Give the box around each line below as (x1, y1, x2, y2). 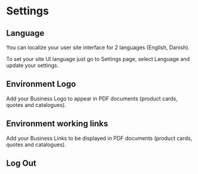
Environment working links (6, 118, 109, 129)
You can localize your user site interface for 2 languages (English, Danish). (6, 44, 190, 51)
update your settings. (6, 62, 59, 69)
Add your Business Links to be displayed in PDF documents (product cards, (6, 135, 193, 142)
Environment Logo (6, 79, 77, 89)
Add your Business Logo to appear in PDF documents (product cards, (6, 94, 178, 102)
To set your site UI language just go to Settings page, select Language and (6, 56, 190, 62)
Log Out (6, 158, 36, 169)
